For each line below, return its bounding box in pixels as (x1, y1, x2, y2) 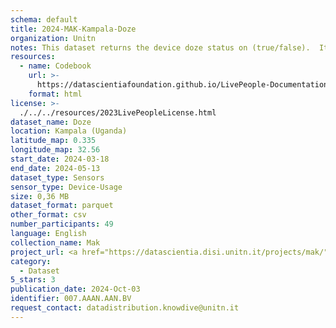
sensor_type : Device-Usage (10, 182, 123, 192)
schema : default (10, 14, 78, 25)
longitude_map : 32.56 (10, 145, 101, 155)
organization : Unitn (10, 33, 97, 43)
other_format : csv (10, 210, 87, 220)
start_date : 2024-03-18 (10, 154, 110, 164)
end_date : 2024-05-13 (10, 163, 101, 173)
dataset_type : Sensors (10, 172, 105, 183)
